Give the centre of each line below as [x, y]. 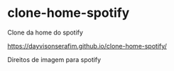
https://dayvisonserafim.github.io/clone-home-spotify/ [87, 46]
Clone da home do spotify [45, 32]
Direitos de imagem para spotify [54, 59]
